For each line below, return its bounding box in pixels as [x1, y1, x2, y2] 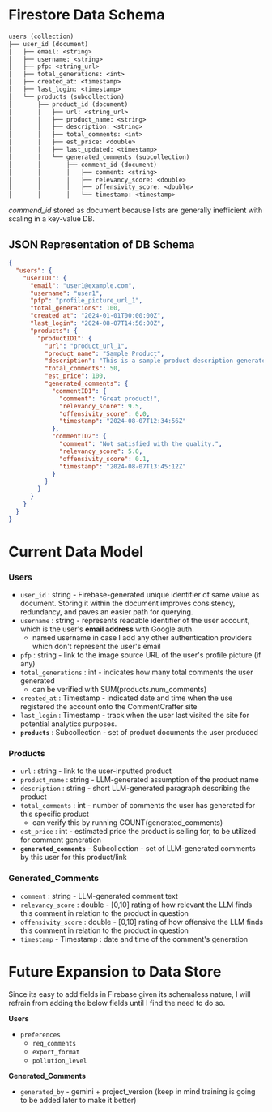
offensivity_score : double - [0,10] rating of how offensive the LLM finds [19, 917, 264, 926]
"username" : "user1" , [29, 289, 104, 297]
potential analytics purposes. [19, 719, 117, 729]
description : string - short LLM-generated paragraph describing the [19, 784, 251, 793]
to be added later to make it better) [19, 1095, 137, 1105]
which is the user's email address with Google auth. [19, 624, 194, 634]
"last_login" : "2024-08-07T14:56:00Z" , [29, 319, 164, 327]
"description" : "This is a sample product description [44, 357, 233, 366]
